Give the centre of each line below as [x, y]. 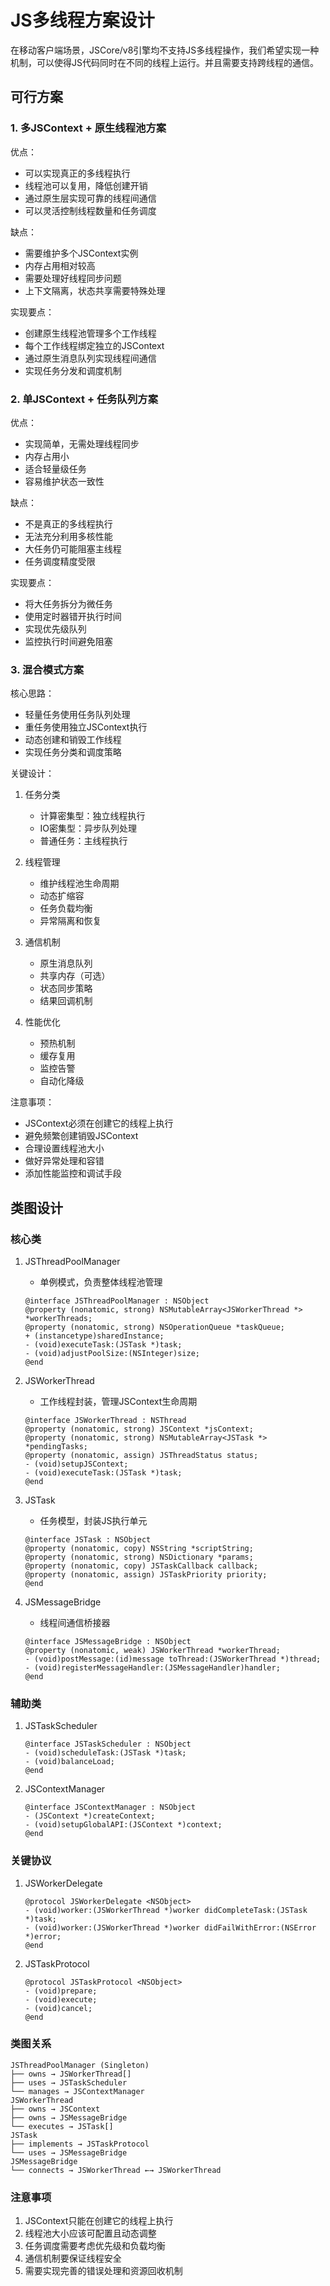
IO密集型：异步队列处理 [88, 828]
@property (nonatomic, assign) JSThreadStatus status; [141, 1455]
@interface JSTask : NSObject [88, 1539]
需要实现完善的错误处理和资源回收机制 [103, 2271]
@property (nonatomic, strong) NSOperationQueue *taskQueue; [155, 1327]
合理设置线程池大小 [64, 1148]
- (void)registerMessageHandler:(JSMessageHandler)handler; [152, 1667]
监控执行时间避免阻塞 [68, 641]
